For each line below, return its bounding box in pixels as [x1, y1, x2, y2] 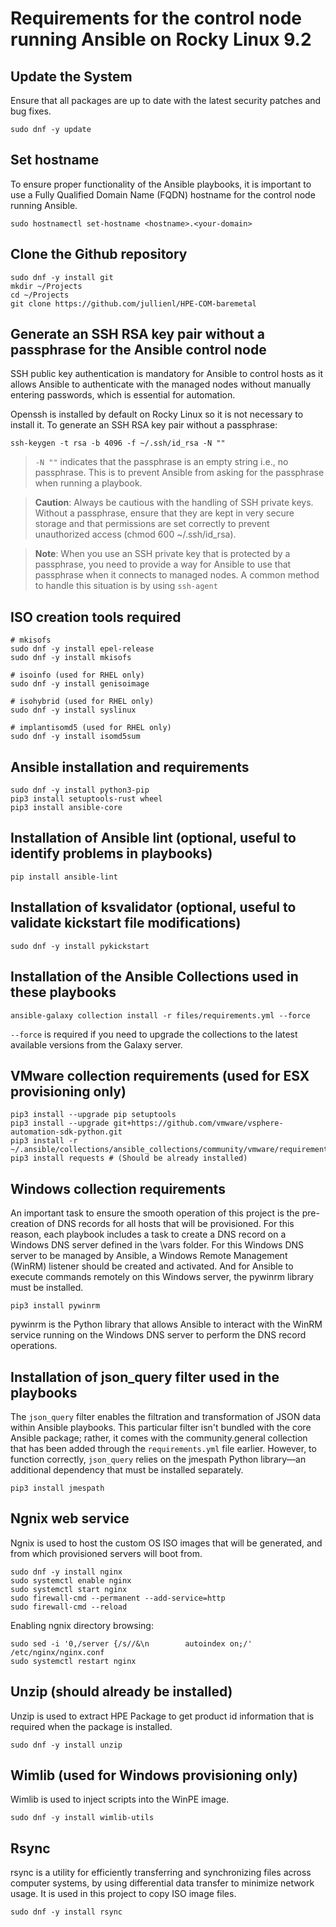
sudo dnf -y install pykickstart [10, 941, 150, 951]
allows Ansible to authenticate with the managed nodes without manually [10, 378, 312, 391]
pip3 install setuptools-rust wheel [10, 794, 163, 804]
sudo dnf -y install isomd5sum [10, 732, 141, 742]
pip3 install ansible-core [10, 803, 123, 813]
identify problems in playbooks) [10, 845, 213, 862]
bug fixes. [10, 105, 52, 117]
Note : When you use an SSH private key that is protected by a [34, 548, 291, 560]
